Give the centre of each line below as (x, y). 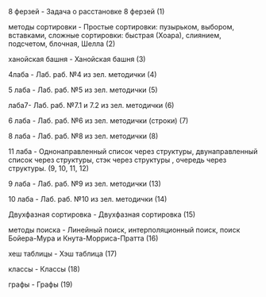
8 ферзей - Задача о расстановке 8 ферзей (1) (87, 12)
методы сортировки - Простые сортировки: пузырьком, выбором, (121, 27)
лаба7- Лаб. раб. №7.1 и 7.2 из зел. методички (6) (91, 105)
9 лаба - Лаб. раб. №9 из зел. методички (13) (85, 183)
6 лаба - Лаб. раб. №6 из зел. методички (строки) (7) (98, 121)
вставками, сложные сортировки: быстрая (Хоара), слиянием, (115, 35)
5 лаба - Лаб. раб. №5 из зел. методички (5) (83, 90)
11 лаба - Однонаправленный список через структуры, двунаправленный (133, 151)
